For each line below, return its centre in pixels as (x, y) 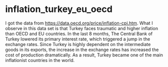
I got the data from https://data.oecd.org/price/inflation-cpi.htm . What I (79, 23)
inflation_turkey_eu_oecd (59, 9)
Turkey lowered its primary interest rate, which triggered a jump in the (78, 39)
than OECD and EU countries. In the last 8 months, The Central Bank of (79, 33)
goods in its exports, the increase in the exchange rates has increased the (82, 49)
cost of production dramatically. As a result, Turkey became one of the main (84, 55)
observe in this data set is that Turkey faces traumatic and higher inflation (82, 28)
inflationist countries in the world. (40, 60)
